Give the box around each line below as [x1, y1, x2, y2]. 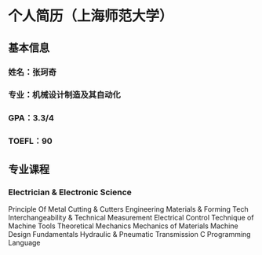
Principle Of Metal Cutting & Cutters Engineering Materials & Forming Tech [8, 204, 249, 213]
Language [8, 238, 41, 247]
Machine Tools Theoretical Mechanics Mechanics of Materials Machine [8, 221, 238, 231]
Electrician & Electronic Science [8, 187, 132, 198]
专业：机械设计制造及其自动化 [8, 90, 122, 101]
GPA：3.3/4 [8, 113, 55, 124]
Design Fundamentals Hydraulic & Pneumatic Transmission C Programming [8, 229, 251, 238]
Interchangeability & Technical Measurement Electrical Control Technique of [8, 213, 254, 222]
